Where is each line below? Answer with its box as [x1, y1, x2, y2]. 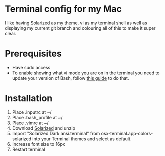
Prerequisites [5, 48, 62, 59]
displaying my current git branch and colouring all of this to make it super [5, 25, 156, 31]
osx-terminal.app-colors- [101, 130, 153, 136]
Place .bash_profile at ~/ [12, 114, 63, 120]
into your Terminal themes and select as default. [32, 136, 132, 142]
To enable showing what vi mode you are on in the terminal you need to [12, 70, 160, 76]
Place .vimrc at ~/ [12, 120, 49, 126]
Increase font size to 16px [12, 141, 65, 147]
